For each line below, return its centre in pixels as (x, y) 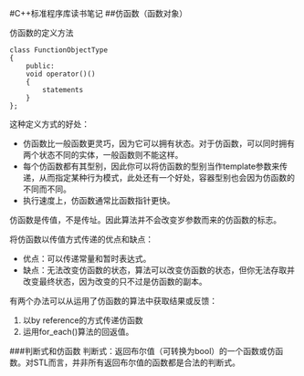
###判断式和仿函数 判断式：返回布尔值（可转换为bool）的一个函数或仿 (142, 351)
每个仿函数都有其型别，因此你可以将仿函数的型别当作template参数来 (151, 166)
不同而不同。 (47, 189)
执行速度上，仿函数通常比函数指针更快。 (99, 200)
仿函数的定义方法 (42, 33)
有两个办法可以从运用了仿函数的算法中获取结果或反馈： (113, 301)
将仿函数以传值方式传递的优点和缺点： (81, 239)
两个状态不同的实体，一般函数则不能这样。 (103, 155)
